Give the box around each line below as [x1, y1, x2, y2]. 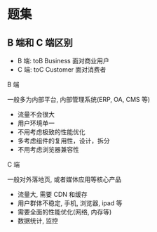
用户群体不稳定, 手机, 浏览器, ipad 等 [17, 199, 123, 207]
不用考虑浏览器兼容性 [17, 146, 79, 153]
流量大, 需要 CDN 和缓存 [17, 191, 88, 198]
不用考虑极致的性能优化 [17, 128, 86, 136]
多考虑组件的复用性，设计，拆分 [17, 136, 110, 145]
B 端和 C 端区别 [7, 37, 74, 49]
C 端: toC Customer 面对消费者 [17, 65, 107, 74]
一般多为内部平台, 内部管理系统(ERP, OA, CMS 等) [7, 96, 151, 103]
